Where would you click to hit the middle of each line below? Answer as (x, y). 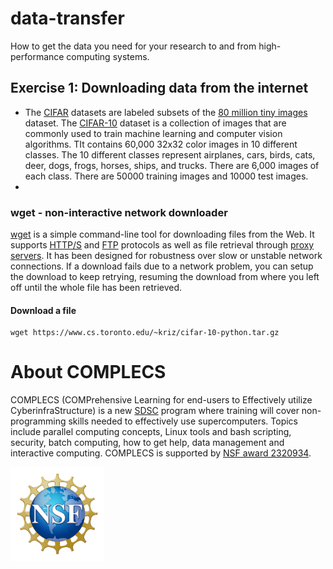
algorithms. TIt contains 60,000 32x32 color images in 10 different (161, 144)
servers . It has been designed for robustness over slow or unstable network (166, 256)
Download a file (43, 310)
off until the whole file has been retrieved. (96, 288)
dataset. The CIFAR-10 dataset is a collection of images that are (155, 123)
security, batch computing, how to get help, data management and (147, 443)
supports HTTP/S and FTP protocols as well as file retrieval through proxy (162, 245)
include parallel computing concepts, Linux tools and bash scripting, (151, 432)
